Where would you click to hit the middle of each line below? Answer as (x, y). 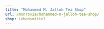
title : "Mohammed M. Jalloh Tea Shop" (45, 10)
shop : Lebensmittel (25, 19)
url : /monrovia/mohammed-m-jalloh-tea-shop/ (52, 14)
